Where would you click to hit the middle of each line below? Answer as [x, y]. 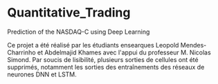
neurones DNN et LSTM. [42, 74]
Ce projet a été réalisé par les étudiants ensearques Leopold [93, 45]
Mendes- [193, 45]
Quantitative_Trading [69, 13]
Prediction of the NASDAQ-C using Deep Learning [79, 32]
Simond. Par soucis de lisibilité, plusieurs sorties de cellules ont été [103, 59]
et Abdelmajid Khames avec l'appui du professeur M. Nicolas [124, 52]
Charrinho [21, 52]
